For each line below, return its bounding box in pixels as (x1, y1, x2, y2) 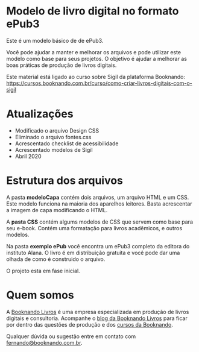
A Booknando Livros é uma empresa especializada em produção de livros (6, 308, 189, 315)
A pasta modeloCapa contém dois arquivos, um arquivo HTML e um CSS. (6, 193, 189, 201)
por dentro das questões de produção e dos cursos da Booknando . (6, 321, 173, 328)
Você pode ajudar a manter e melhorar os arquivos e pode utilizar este (6, 48, 182, 55)
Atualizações (6, 107, 74, 121)
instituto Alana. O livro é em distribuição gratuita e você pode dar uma (6, 249, 180, 256)
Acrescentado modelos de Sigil (14, 146, 93, 153)
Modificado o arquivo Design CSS (14, 127, 99, 134)
